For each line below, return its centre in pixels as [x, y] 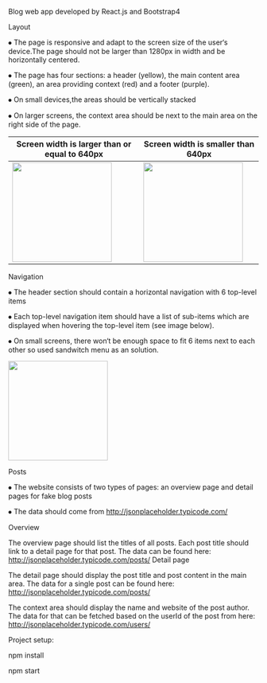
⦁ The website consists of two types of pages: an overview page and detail [131, 487]
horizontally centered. [44, 60]
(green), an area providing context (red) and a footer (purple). [109, 84]
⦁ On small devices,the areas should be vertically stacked [102, 100]
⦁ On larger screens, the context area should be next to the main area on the [133, 115]
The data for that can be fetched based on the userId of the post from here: [132, 616]
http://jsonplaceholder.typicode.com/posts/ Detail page [99, 560]
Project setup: [31, 640]
